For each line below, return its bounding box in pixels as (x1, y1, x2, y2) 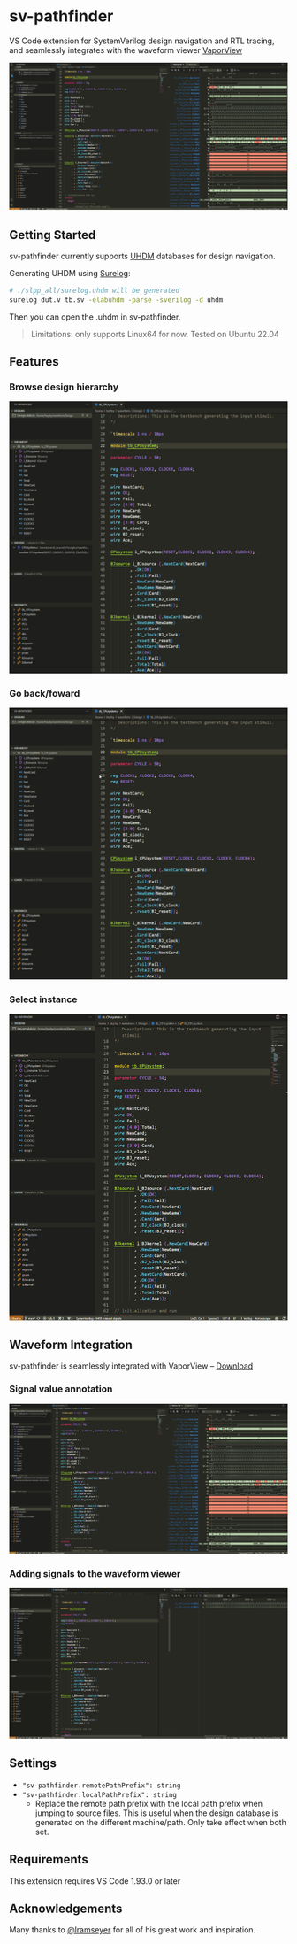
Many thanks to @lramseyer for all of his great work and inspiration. (9, 1925, 256, 1935)
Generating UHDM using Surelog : (9, 268, 131, 279)
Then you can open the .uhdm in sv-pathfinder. (9, 312, 181, 322)
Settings (9, 1755, 57, 1771)
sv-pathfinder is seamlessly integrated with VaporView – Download (9, 1361, 254, 1371)
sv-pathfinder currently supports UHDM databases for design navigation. (9, 251, 276, 262)
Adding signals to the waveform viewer (9, 1568, 181, 1580)
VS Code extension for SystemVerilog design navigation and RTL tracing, (9, 35, 275, 46)
